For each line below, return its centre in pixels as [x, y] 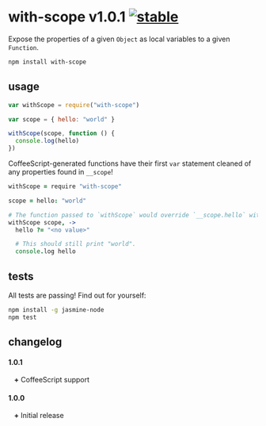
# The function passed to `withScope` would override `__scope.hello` [127, 215]
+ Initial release [39, 416]
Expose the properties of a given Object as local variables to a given [119, 39]
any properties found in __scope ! [61, 172]
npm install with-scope [47, 62]
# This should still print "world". [76, 244]
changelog [35, 342]
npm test [23, 317]
